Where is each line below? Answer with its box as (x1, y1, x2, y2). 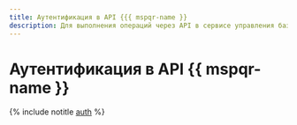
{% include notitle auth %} (9, 107, 106, 117)
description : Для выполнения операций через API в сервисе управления (9, 21, 275, 30)
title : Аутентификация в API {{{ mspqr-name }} (9, 12, 188, 22)
